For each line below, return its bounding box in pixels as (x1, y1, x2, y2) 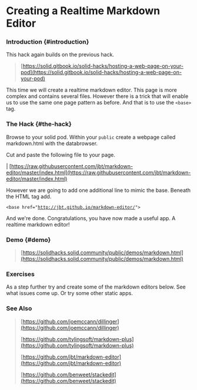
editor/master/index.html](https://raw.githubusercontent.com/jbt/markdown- (6, 169, 191, 176)
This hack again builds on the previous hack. (6, 51, 115, 58)
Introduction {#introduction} (6, 38, 89, 46)
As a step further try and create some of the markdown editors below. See (6, 283, 186, 290)
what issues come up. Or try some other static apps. (6, 290, 133, 297)
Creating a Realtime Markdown (6, 4, 161, 18)
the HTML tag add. (6, 193, 52, 200)
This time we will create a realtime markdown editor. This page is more (6, 87, 178, 94)
